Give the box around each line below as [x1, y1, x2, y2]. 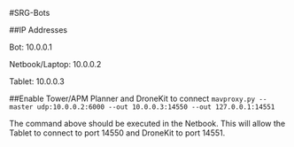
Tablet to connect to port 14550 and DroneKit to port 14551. [9, 128, 226, 138]
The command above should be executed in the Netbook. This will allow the [9, 119, 286, 128]
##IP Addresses [9, 25, 68, 35]
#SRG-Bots [9, 8, 50, 18]
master [9, 103, 34, 112]
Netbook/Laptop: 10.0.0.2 [9, 59, 102, 69]
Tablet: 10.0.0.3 [9, 76, 65, 87]
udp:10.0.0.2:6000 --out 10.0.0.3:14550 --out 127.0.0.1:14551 [36, 103, 275, 112]
